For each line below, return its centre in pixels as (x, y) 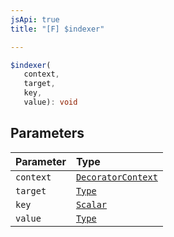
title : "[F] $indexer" (57, 29)
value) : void (50, 102)
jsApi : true (35, 19)
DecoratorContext (116, 177)
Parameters (47, 133)
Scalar (91, 204)
